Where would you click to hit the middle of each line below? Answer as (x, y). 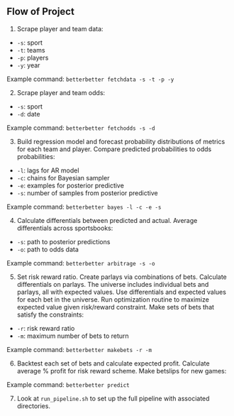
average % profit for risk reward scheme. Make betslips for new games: (122, 371)
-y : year (28, 65)
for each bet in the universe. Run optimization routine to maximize (113, 299)
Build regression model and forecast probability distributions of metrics (121, 141)
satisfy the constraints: (50, 314)
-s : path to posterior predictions (63, 241)
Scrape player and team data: (60, 28)
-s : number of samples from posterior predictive (87, 193)
